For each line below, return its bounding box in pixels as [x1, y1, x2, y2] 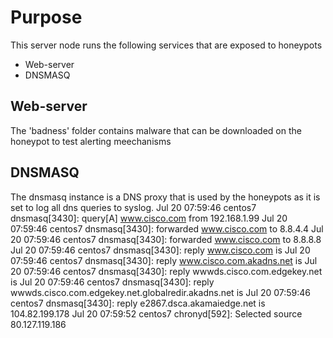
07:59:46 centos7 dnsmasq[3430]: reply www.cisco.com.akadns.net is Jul [10, 254, 318, 266]
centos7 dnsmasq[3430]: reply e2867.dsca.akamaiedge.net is [10, 297, 266, 309]
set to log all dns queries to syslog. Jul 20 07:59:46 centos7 [10, 201, 257, 213]
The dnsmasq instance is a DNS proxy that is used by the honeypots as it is [10, 191, 321, 203]
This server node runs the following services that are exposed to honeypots [10, 39, 323, 51]
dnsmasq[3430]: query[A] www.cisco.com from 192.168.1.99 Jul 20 [10, 212, 288, 224]
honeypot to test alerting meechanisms [10, 135, 172, 147]
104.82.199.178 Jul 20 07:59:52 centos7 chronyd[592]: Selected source [10, 307, 303, 320]
